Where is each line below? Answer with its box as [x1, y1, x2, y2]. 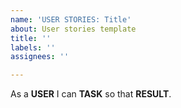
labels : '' [10, 42, 56, 53]
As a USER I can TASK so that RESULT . [10, 88, 172, 100]
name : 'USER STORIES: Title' [10, 14, 132, 25]
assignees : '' [10, 52, 70, 62]
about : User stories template [10, 24, 137, 34]
